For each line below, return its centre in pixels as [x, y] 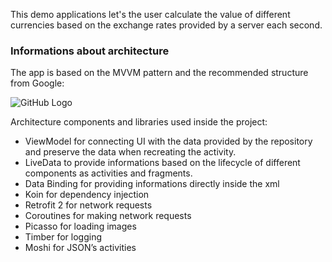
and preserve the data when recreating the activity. [130, 152]
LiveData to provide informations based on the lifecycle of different [162, 163]
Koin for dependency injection [87, 195]
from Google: [37, 83]
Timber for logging [63, 237]
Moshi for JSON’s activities [80, 248]
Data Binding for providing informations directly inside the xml [152, 184]
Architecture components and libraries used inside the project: [139, 122]
